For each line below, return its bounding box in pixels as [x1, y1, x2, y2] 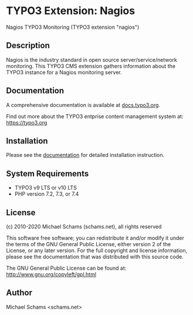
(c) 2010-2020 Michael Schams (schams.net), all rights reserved [6, 223, 162, 230]
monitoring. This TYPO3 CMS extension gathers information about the [6, 62, 176, 69]
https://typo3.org [6, 119, 48, 126]
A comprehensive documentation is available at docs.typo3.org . [6, 101, 160, 108]
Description [6, 41, 50, 51]
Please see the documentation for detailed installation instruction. [6, 152, 165, 159]
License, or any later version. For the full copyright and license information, [6, 247, 188, 254]
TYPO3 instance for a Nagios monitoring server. [6, 69, 122, 76]
